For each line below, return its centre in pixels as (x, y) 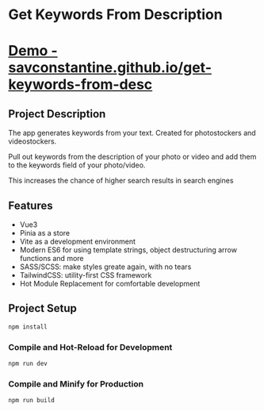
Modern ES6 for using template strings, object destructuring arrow (128, 250)
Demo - (33, 51)
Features (31, 205)
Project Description (57, 114)
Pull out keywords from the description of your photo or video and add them (132, 157)
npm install (28, 327)
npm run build (32, 401)
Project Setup (43, 308)
